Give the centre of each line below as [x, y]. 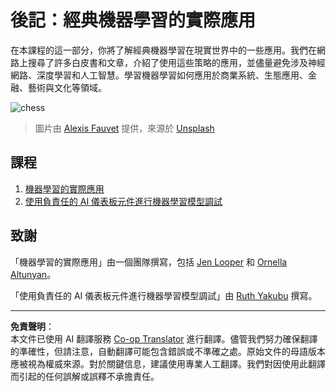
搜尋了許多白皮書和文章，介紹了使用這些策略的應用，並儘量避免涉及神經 [176, 62]
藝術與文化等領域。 [67, 87]
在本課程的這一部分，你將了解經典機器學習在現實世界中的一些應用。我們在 [163, 50]
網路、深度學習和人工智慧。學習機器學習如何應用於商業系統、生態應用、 [159, 75]
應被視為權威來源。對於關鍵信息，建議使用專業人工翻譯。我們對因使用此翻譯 [168, 363]
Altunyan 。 [33, 274]
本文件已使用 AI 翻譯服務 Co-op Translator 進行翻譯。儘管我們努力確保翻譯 [164, 338]
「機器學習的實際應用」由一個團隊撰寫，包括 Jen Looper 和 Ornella [149, 262]
